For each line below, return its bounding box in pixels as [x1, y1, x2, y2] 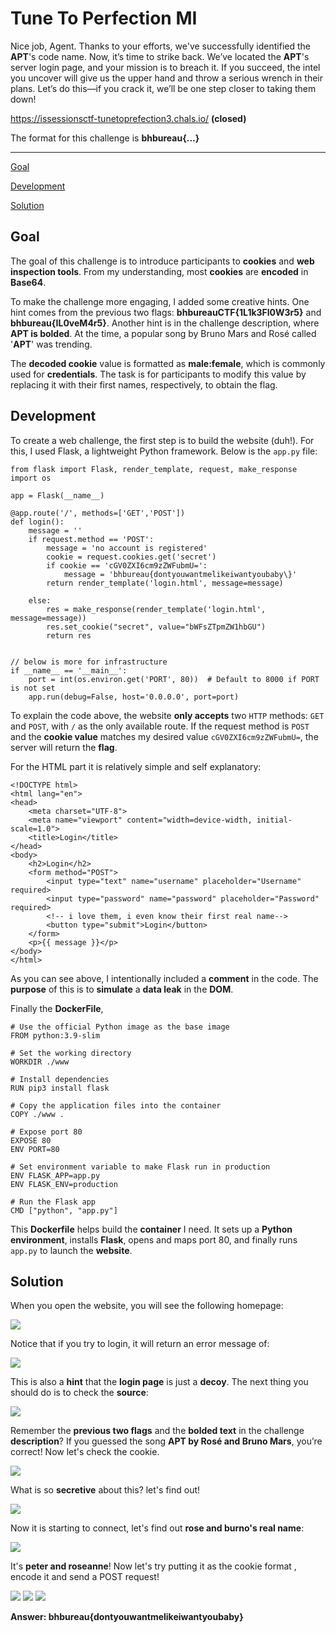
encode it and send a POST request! [10, 1571, 160, 1583]
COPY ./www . [10, 1109, 65, 1119]
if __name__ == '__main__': [10, 665, 128, 676]
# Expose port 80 [10, 1127, 83, 1137]
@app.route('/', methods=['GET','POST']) [10, 508, 186, 518]
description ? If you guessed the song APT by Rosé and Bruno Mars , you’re [10, 1435, 323, 1447]
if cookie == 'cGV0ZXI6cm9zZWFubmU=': [46, 560, 208, 571]
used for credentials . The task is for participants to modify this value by [10, 368, 307, 380]
